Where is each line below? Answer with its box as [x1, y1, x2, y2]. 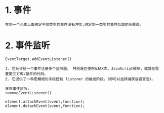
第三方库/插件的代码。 [8, 71, 48, 76]
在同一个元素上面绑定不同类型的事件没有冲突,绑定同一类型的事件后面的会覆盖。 [5, 22, 144, 27]
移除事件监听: [5, 86, 30, 91]
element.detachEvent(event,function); [5, 103, 85, 109]
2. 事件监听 [5, 40, 50, 51]
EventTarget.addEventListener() [5, 56, 72, 62]
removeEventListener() [5, 90, 52, 95]
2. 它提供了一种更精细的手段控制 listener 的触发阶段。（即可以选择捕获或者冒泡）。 [5, 76, 156, 81]
